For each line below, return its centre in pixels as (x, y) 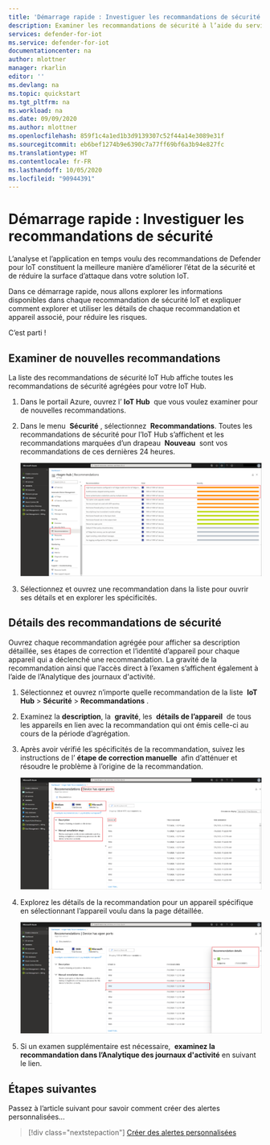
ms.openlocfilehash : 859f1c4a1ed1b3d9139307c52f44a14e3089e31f (117, 136)
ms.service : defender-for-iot (59, 43)
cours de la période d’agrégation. (75, 733)
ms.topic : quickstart (45, 93)
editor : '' (27, 77)
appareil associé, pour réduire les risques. (78, 317)
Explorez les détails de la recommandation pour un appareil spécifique (137, 902)
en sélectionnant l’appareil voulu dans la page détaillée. (112, 911)
